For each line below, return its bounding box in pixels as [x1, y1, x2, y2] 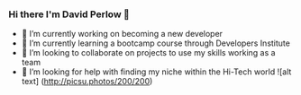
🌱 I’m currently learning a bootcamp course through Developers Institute [21, 38, 290, 48]
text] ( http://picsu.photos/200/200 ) [21, 76, 153, 87]
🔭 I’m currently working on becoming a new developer [21, 29, 223, 39]
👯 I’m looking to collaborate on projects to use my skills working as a [21, 47, 276, 58]
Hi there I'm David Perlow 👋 [8, 8, 130, 21]
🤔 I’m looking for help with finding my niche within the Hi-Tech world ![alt [21, 66, 292, 77]
